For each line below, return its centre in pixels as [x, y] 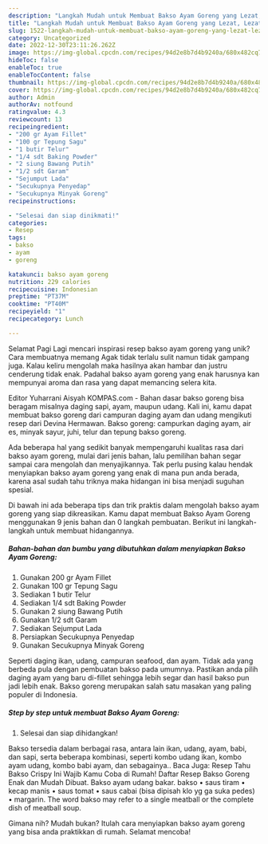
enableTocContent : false [49, 75]
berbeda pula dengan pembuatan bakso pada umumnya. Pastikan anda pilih [133, 669]
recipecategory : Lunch [46, 319]
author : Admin [32, 97]
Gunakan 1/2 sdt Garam [59, 620]
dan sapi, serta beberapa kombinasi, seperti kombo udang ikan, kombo [125, 757]
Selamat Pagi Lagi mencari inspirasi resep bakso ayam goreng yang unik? [129, 349]
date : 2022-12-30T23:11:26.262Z [62, 45]
